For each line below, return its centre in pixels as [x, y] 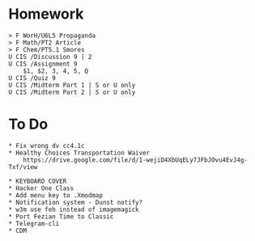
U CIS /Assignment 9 [43, 64]
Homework [46, 14]
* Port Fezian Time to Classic [61, 216]
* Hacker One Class [41, 188]
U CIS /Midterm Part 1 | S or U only [72, 85]
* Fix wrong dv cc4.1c [47, 146]
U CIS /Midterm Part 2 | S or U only [72, 92]
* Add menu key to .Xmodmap [56, 195]
